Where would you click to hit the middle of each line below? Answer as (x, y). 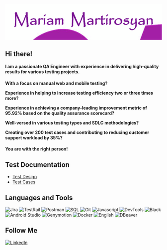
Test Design (25, 177)
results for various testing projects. (42, 72)
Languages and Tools (39, 197)
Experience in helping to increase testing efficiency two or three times (79, 93)
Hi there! (19, 54)
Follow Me (21, 231)
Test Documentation (37, 165)
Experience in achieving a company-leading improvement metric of (76, 108)
